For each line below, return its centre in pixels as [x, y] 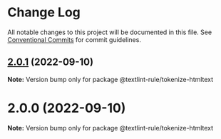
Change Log [44, 12]
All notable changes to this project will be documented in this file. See [110, 32]
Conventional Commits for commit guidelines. [74, 39]
